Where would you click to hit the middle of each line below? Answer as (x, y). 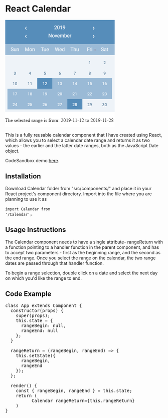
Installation (23, 176)
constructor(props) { (37, 311)
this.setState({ (36, 356)
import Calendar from (28, 209)
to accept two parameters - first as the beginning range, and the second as (83, 252)
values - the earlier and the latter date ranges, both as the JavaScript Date (82, 145)
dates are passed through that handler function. (55, 263)
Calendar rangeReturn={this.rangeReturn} (83, 401)
